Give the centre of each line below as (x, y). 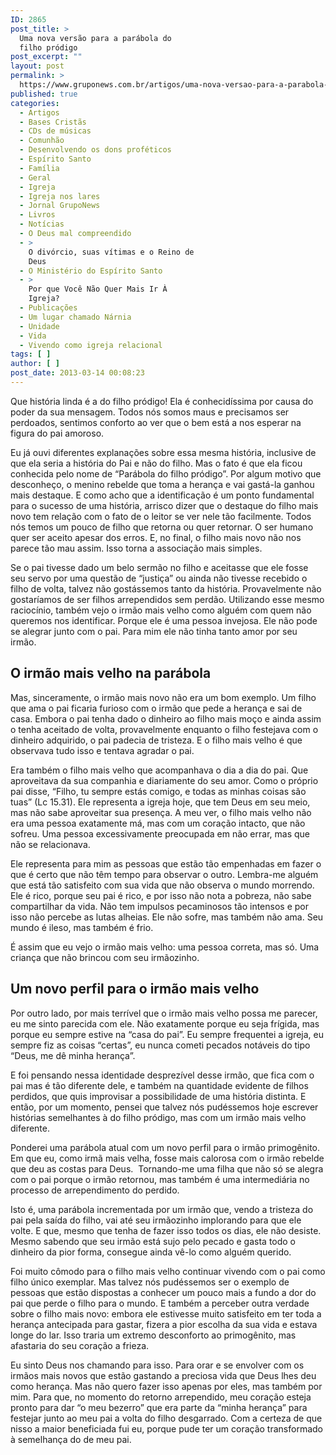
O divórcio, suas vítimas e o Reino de (111, 252)
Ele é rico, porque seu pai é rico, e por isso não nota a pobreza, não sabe (161, 895)
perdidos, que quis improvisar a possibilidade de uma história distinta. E (158, 1096)
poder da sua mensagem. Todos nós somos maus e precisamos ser (150, 412)
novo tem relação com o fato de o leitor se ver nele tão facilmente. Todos (161, 516)
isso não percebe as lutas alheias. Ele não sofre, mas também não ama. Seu (167, 917)
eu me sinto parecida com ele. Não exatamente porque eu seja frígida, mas (165, 1023)
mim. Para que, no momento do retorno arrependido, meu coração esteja (161, 1397)
